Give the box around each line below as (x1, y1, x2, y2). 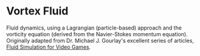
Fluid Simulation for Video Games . (6, 43, 91, 51)
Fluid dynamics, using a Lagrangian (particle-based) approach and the (6, 24, 182, 31)
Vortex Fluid (6, 4, 68, 18)
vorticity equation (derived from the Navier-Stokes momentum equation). (6, 30, 188, 37)
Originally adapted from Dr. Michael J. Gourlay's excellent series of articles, (6, 37, 195, 44)
